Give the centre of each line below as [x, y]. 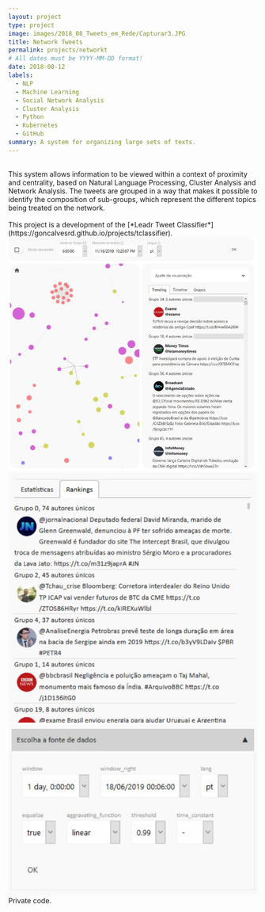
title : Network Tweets [45, 42]
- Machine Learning [47, 92]
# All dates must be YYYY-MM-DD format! [76, 59]
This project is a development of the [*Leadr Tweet [92, 224]
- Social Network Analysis [60, 100]
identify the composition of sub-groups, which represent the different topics [132, 199]
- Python [30, 117]
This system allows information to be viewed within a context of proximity [128, 174]
